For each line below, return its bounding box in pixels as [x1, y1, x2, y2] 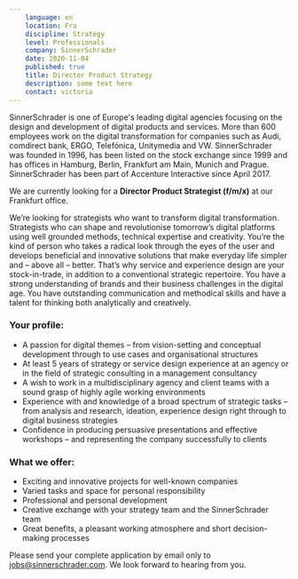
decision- [232, 523, 268, 534]
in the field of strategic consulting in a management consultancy [21, 368, 257, 378]
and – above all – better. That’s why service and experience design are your [9, 259, 286, 270]
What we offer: [9, 456, 75, 468]
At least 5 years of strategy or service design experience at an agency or [21, 358, 289, 369]
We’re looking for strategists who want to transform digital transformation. [9, 212, 279, 223]
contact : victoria [25, 87, 93, 96]
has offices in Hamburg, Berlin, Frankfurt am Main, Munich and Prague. [9, 159, 270, 170]
